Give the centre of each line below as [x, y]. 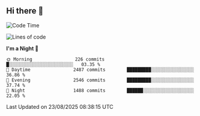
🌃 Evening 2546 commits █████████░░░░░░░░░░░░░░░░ [100, 80]
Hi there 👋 [25, 11]
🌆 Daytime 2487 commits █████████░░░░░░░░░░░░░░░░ [100, 70]
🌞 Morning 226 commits [55, 59]
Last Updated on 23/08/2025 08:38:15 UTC [60, 106]
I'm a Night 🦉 [22, 48]
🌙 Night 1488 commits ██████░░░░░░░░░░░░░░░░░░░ [100, 90]
